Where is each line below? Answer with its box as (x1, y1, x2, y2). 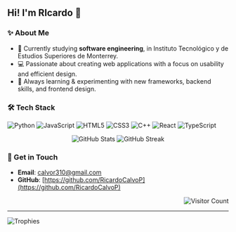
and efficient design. (17, 70, 77, 78)
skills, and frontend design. (17, 84, 96, 93)
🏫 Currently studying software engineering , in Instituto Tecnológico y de (17, 44, 229, 53)
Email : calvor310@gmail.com (17, 168, 102, 176)
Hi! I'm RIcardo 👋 (7, 7, 81, 19)
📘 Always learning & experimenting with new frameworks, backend (17, 77, 211, 85)
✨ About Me (7, 28, 49, 38)
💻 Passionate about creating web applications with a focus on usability (17, 59, 225, 67)
